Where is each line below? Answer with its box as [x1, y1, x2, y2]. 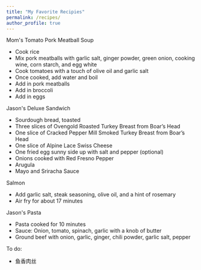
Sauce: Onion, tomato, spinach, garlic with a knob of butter [14, 227, 162, 234]
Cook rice [14, 48, 40, 55]
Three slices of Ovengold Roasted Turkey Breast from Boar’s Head [14, 123, 180, 130]
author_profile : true [6, 20, 61, 26]
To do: [6, 245, 22, 253]
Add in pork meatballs [14, 80, 70, 87]
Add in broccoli [14, 87, 53, 94]
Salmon [6, 179, 25, 187]
